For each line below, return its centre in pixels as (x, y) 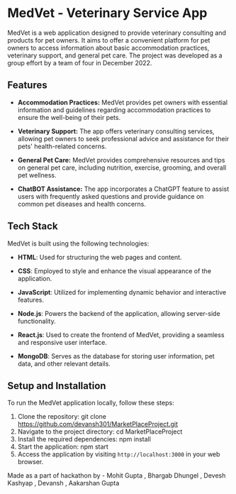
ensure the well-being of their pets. (69, 117)
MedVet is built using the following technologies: (78, 243)
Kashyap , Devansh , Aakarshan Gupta (63, 483)
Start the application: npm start (63, 447)
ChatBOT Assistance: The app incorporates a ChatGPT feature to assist (123, 189)
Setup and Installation (57, 386)
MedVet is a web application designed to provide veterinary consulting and (117, 33)
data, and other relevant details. (64, 363)
